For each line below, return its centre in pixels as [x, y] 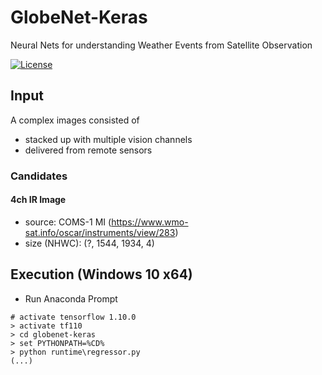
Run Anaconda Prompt [71, 298]
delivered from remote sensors [88, 150]
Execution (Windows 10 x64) [101, 274]
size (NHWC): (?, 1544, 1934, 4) [89, 243]
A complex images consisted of [75, 120]
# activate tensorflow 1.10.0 [73, 317]
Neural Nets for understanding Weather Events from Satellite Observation [161, 45]
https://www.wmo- [150, 222]
